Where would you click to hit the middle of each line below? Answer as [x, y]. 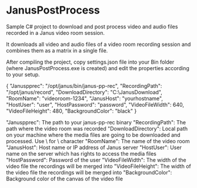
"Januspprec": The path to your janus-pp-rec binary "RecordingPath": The [96, 122]
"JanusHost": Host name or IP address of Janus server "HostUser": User [94, 147]
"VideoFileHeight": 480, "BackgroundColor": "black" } [71, 111]
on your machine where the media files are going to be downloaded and [93, 135]
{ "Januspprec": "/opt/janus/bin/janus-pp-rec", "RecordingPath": [84, 85]
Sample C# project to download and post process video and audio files [92, 27]
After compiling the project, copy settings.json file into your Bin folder [90, 62]
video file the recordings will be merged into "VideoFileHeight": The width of [98, 166]
